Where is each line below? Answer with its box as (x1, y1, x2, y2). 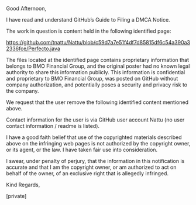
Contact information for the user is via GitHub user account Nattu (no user (6, 116, 185, 123)
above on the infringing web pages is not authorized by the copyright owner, (6, 140, 191, 147)
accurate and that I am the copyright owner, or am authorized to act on (6, 164, 177, 171)
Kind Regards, (6, 181, 40, 188)
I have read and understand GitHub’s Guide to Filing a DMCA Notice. (6, 16, 171, 23)
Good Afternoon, (6, 5, 47, 12)
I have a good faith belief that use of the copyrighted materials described (6, 134, 182, 141)
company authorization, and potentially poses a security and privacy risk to (6, 81, 188, 88)
